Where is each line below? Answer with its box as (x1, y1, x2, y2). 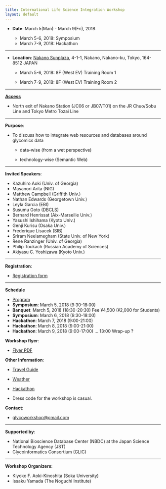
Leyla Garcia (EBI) (12, 201, 49, 207)
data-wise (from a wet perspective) (19, 147, 92, 153)
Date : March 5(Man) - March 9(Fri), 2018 (12, 25, 95, 31)
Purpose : (5, 122, 25, 128)
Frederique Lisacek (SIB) (12, 227, 63, 233)
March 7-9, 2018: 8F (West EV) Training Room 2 (19, 79, 117, 85)
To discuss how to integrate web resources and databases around (12, 132, 147, 138)
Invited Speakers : (5, 170, 42, 176)
